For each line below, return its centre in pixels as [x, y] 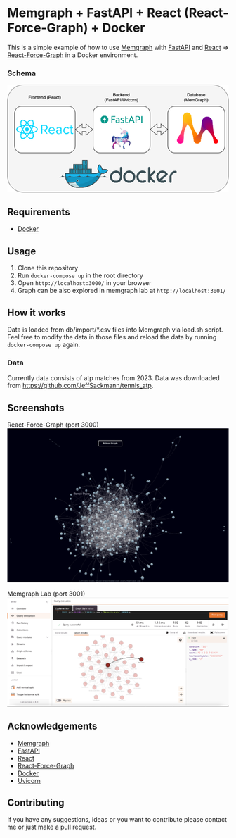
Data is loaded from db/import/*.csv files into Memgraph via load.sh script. [115, 330]
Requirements [39, 212]
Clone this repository [48, 268]
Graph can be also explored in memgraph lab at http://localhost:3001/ [122, 291]
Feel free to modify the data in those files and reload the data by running [112, 337]
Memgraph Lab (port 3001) [46, 594]
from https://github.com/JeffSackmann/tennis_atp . [80, 386]
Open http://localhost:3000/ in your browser [84, 283]
